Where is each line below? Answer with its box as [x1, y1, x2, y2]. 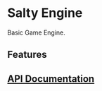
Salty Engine [7, 5, 83, 21]
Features [7, 49, 47, 61]
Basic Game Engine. [7, 28, 65, 37]
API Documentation [7, 73, 95, 85]
